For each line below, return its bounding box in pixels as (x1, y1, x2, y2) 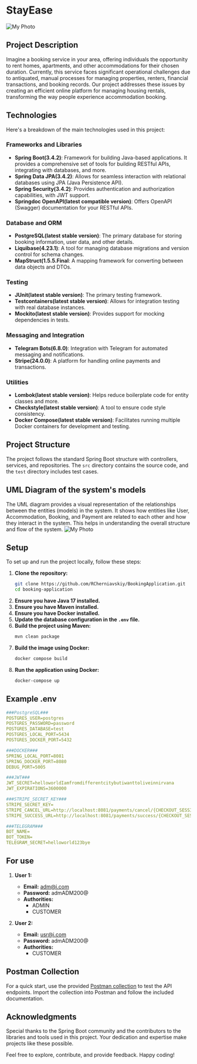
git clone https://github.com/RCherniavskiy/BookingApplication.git (14, 581, 186, 587)
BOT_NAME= (6, 828, 30, 835)
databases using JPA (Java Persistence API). (14, 179, 123, 186)
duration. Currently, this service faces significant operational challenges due (6, 68, 191, 75)
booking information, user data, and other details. (14, 238, 134, 246)
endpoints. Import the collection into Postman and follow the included (6, 989, 174, 996)
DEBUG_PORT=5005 (6, 764, 46, 770)
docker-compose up (14, 678, 60, 684)
